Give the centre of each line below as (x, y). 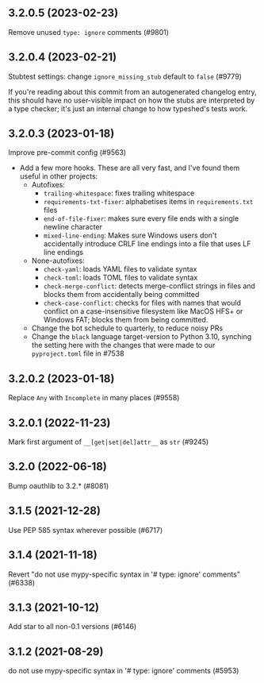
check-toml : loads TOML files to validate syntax (121, 278)
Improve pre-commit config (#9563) (67, 152)
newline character (73, 227)
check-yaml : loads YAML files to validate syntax (120, 269)
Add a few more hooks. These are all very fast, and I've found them (130, 168)
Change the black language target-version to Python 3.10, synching (142, 337)
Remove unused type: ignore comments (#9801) (88, 32)
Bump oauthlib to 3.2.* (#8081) (59, 486)
